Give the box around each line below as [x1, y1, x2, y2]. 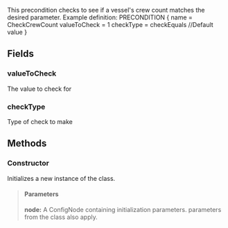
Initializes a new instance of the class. [7, 174, 116, 182]
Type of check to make [7, 117, 73, 125]
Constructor [7, 159, 50, 168]
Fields [7, 48, 35, 60]
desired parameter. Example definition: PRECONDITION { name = [7, 13, 193, 21]
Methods [7, 138, 47, 150]
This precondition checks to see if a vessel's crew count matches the [7, 6, 205, 14]
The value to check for [7, 85, 72, 93]
